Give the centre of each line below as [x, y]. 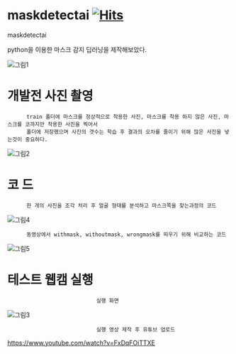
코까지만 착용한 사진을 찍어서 [61, 124]
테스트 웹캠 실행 [50, 280]
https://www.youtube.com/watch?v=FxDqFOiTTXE [82, 343]
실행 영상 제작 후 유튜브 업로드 [136, 329]
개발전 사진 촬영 [50, 96]
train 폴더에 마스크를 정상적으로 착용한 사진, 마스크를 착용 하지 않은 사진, [123, 117]
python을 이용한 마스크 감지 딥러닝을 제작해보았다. [77, 49]
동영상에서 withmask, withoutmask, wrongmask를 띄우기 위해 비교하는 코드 [126, 235]
